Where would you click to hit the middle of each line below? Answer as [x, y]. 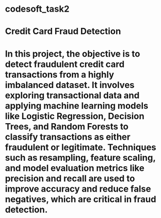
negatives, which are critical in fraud [81, 199]
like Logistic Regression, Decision [75, 116]
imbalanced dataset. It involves [70, 85]
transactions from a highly [60, 75]
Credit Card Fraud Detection [63, 32]
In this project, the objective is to [73, 54]
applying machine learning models [77, 106]
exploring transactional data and [72, 95]
